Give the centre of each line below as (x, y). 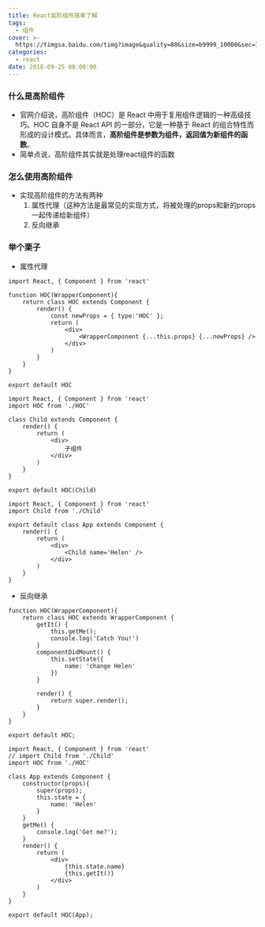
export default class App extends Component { (86, 525)
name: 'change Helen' (100, 666)
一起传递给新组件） (63, 215)
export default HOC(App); (50, 915)
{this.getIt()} (89, 873)
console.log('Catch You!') (95, 638)
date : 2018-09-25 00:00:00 (52, 67)
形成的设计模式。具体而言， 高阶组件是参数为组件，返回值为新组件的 (130, 134)
